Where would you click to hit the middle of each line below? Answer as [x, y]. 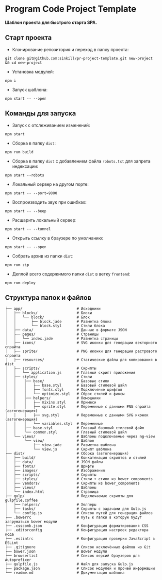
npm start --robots [25, 175]
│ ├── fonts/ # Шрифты [50, 466]
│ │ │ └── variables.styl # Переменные [54, 424]
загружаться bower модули [31, 522]
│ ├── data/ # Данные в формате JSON [66, 330]
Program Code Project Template [71, 9]
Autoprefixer [18, 560]
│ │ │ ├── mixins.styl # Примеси [51, 402]
